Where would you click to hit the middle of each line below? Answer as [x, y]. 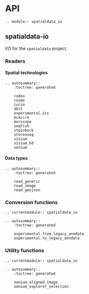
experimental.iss [32, 113]
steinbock [24, 130]
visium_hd [24, 143]
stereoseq [24, 135]
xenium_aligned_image [36, 282]
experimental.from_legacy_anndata [49, 234]
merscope [23, 122]
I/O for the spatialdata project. [36, 48]
